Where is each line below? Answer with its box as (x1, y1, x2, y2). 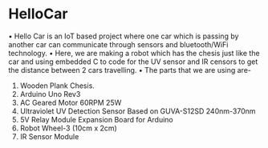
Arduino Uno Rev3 (19, 89, 81, 98)
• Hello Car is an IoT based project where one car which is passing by (8, 31, 239, 41)
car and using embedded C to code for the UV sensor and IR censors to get (8, 57, 258, 66)
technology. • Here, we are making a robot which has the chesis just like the (8, 48, 260, 58)
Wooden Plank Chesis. (19, 81, 95, 90)
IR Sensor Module (19, 131, 79, 141)
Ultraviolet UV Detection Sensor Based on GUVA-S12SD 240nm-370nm (19, 106, 256, 116)
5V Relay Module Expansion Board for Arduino (19, 114, 174, 124)
